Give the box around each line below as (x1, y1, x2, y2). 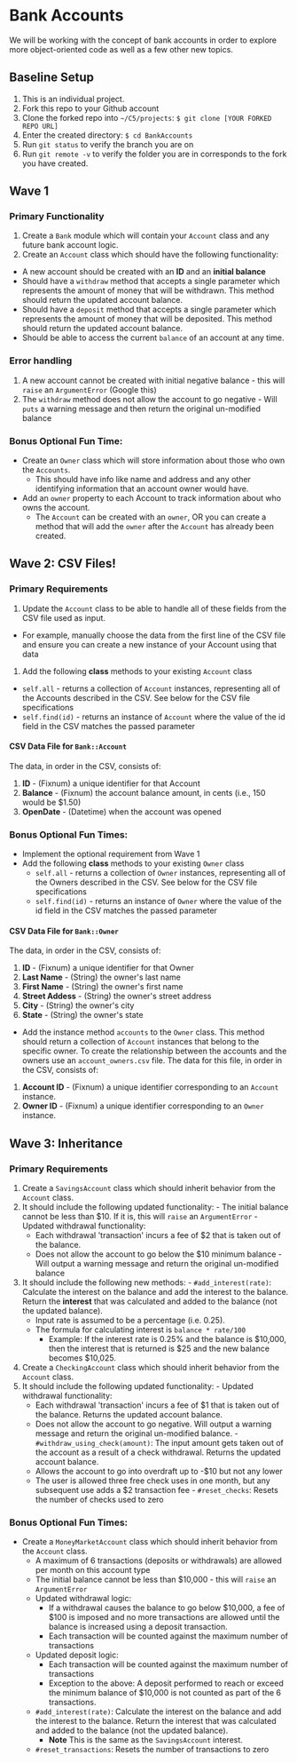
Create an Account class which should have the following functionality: (21, 250, 279, 260)
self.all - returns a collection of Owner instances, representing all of (35, 868, 286, 878)
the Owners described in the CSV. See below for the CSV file (35, 877, 258, 888)
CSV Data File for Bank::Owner (9, 925, 120, 936)
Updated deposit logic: (35, 1649, 119, 1661)
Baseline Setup (9, 70, 95, 85)
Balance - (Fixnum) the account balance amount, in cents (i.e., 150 (21, 787, 266, 798)
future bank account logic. (21, 240, 119, 250)
